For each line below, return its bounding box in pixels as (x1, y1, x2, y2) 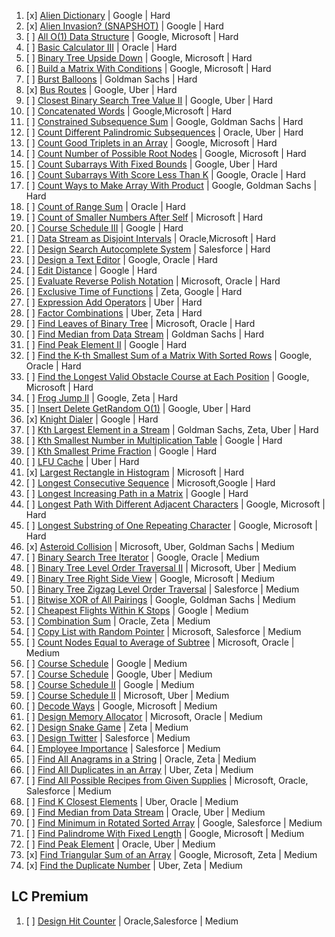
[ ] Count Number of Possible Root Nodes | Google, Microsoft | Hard (25, 148, 307, 159)
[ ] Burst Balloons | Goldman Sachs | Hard (25, 73, 198, 85)
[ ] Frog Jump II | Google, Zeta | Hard (25, 392, 179, 404)
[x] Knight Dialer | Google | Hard (25, 413, 159, 425)
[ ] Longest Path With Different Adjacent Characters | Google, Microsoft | (25, 498, 326, 510)
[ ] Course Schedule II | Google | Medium (25, 679, 195, 690)
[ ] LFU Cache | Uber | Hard (25, 456, 140, 467)
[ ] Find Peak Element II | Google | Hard (25, 339, 187, 350)
